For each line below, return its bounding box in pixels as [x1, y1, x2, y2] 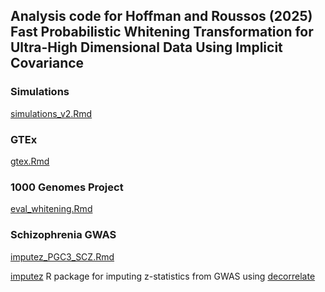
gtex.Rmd [10, 155, 50, 167]
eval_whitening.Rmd [10, 203, 93, 215]
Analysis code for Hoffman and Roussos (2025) [10, 8, 313, 25]
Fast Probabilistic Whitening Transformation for [10, 24, 314, 41]
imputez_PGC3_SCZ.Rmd [10, 250, 115, 263]
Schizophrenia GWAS [10, 228, 117, 242]
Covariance [10, 55, 85, 72]
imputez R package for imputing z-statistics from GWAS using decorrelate [10, 270, 316, 282]
